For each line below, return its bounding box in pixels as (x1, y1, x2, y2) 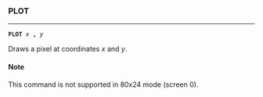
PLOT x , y (8, 31, 44, 38)
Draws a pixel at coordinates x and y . (8, 45, 128, 54)
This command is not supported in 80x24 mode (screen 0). (8, 80, 199, 89)
